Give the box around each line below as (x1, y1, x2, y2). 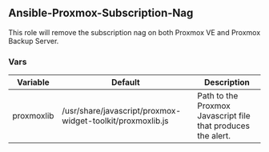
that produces (197, 120, 251, 131)
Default (110, 77, 140, 88)
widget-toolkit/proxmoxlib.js (62, 115, 170, 126)
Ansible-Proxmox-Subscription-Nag (8, 6, 194, 20)
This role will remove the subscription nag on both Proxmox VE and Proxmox (8, 27, 261, 37)
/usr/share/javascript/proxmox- (62, 106, 182, 117)
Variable (17, 77, 50, 88)
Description (203, 77, 250, 88)
